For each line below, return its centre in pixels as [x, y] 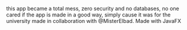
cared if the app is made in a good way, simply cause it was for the [88, 15]
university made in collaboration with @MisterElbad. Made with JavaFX [94, 21]
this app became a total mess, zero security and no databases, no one [93, 9]
